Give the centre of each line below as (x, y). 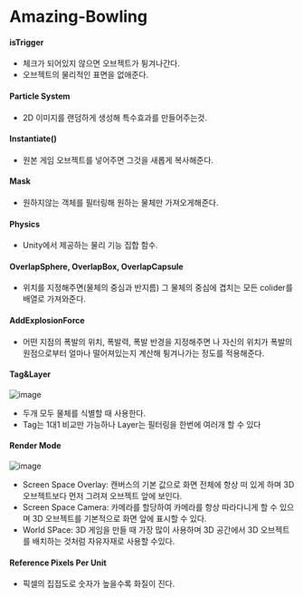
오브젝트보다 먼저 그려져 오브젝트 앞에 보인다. (102, 496)
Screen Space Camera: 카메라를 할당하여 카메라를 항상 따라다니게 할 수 (150, 507)
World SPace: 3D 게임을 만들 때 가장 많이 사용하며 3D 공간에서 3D (141, 530)
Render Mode (35, 446)
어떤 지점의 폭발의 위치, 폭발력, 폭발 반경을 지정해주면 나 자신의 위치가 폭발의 (157, 342)
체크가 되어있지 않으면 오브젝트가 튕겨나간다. (101, 63)
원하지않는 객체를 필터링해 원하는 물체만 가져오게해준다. (120, 202)
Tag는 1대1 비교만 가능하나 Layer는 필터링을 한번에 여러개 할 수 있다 (142, 424)
